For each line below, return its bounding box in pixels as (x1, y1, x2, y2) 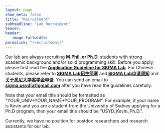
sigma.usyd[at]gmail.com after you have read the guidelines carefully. (5, 82, 152, 88)
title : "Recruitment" (5, 17, 51, 22)
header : (5, 31, 22, 36)
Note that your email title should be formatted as (5, 92, 105, 98)
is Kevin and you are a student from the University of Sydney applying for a (5, 102, 160, 108)
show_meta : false (5, 12, 42, 17)
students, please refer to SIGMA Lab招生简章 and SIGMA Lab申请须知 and (5, 70, 159, 76)
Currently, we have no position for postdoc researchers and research (5, 117, 148, 123)
